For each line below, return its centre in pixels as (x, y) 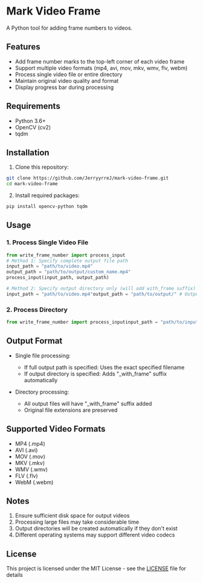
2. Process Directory (37, 310)
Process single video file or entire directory (69, 74)
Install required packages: (47, 195)
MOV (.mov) (30, 456)
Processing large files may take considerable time (77, 522)
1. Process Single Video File (47, 243)
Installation (28, 152)
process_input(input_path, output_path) (58, 278)
